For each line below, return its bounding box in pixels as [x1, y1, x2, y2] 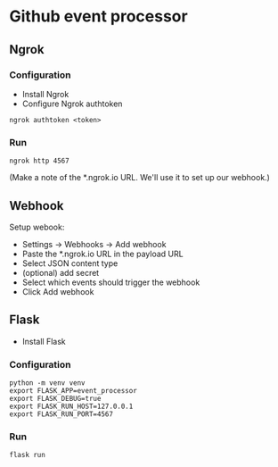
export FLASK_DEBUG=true [9, 395, 102, 404]
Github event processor [9, 6, 189, 27]
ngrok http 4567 [9, 156, 69, 166]
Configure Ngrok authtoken [21, 98, 123, 109]
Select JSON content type [21, 257, 119, 269]
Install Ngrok [21, 88, 69, 99]
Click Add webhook [21, 286, 94, 296]
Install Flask [21, 336, 67, 346]
